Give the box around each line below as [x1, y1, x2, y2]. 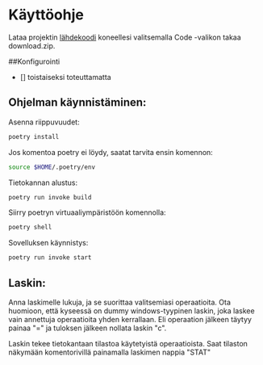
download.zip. [8, 40, 56, 50]
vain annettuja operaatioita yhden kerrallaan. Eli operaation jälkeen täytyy [8, 314, 253, 324]
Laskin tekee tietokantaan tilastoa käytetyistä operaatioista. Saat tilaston [8, 338, 248, 348]
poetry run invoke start [8, 254, 92, 262]
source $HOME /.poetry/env [8, 163, 95, 171]
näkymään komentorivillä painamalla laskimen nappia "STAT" [8, 347, 211, 357]
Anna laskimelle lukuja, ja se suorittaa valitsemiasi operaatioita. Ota [8, 297, 232, 307]
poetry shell [8, 224, 52, 232]
